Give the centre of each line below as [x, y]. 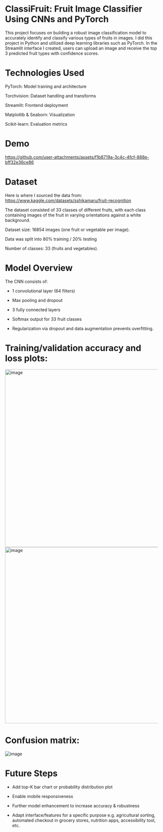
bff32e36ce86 [19, 162]
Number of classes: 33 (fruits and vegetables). [52, 248]
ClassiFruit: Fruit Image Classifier [74, 9]
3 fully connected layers [36, 310]
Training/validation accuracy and [73, 348]
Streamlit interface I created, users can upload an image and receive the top [81, 48]
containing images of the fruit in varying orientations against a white [73, 215]
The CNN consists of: [26, 281]
